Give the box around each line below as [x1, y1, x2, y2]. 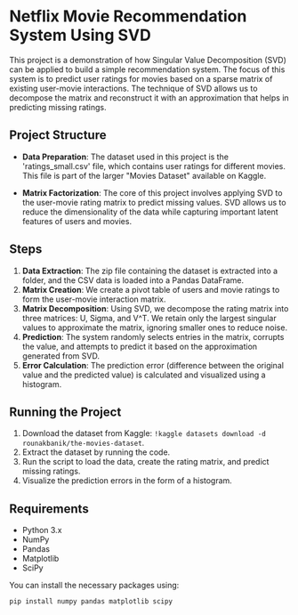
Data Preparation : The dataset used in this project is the [21, 151, 230, 162]
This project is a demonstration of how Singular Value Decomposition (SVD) [9, 54, 287, 65]
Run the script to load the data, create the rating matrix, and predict [21, 457, 270, 467]
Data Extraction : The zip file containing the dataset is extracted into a [21, 265, 278, 276]
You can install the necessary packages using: [9, 580, 180, 591]
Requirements [9, 501, 89, 516]
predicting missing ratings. [9, 101, 107, 112]
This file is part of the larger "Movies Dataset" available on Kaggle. [21, 170, 267, 181]
